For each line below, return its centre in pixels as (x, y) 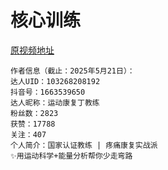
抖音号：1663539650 (48, 92)
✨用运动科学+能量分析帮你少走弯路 (71, 156)
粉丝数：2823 (34, 113)
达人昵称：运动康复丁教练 (55, 102)
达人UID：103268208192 (55, 81)
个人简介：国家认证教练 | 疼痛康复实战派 (84, 145)
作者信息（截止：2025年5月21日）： (72, 71)
